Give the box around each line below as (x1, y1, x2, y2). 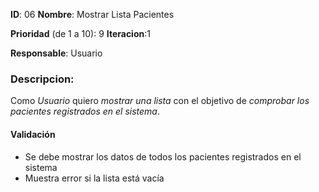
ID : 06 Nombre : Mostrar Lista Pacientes (10, 9, 175, 20)
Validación (10, 128, 56, 140)
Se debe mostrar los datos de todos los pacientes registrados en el (24, 150, 302, 163)
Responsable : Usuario (10, 47, 103, 59)
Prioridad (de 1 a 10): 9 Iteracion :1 (10, 28, 151, 39)
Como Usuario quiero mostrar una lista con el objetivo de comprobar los (10, 95, 310, 107)
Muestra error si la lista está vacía (24, 172, 165, 184)
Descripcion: (10, 72, 75, 86)
